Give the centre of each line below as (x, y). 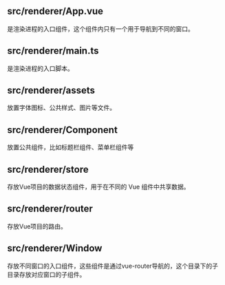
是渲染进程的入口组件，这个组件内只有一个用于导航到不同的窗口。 (100, 29)
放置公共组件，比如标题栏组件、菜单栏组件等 (71, 147)
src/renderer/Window (55, 248)
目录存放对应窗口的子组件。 (46, 274)
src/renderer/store (48, 169)
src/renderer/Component (63, 130)
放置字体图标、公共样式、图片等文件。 (61, 108)
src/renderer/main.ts (53, 51)
